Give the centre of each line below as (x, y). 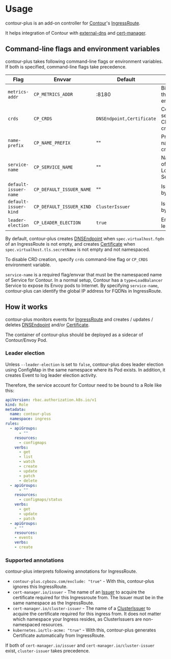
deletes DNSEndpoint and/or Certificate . (48, 324)
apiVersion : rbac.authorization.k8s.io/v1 (51, 400)
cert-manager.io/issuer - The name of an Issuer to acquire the (79, 592)
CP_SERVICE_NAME (53, 167)
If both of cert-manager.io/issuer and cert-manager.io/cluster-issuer (80, 645)
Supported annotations (35, 560)
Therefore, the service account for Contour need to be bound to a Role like (83, 385)
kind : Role (17, 405)
